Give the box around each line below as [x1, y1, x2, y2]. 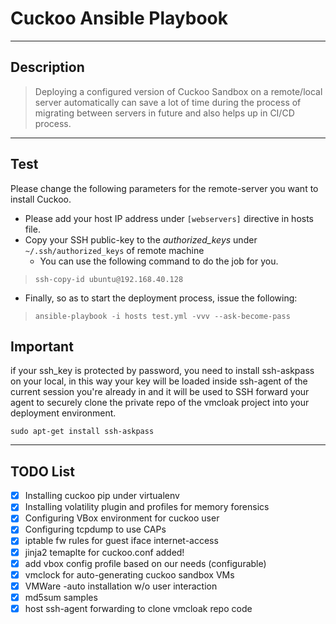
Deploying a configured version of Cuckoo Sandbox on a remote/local [34, 85, 323, 97]
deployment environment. [10, 407, 117, 419]
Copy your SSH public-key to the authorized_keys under [24, 233, 258, 246]
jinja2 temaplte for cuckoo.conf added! [24, 546, 185, 558]
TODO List [10, 463, 75, 480]
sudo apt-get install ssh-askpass [10, 427, 155, 437]
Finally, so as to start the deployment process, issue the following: [24, 292, 298, 304]
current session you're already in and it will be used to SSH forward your [10, 386, 310, 398]
